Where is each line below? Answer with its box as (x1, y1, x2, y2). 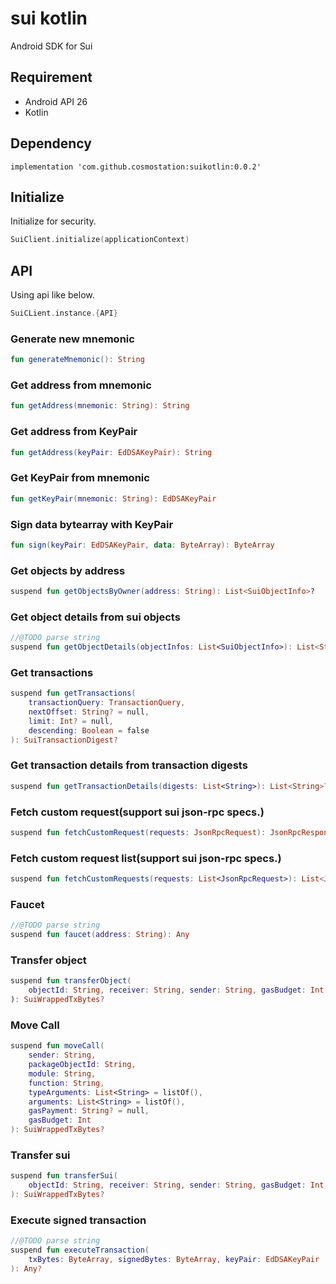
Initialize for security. (10, 215, 97, 227)
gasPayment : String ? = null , (28, 1106, 150, 1116)
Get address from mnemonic (10, 378, 152, 392)
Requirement (10, 69, 93, 86)
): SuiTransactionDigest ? (10, 735, 118, 745)
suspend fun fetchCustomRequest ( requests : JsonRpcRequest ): (10, 828, 267, 838)
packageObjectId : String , (28, 1060, 137, 1070)
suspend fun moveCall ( (10, 1041, 105, 1051)
